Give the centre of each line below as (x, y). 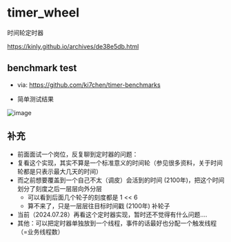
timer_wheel (43, 13)
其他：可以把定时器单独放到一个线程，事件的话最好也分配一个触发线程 (117, 223)
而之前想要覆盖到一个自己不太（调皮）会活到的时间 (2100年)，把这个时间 (121, 180)
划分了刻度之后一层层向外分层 (59, 188)
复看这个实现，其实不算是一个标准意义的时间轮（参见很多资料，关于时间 (120, 163)
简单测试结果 (35, 99)
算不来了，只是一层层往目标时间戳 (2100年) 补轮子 (99, 205)
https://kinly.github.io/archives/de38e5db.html (73, 46)
